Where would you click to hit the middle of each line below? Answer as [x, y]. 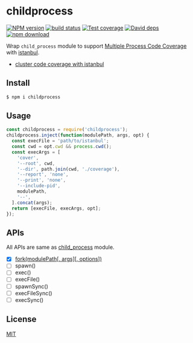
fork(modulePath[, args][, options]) [59, 259]
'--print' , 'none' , [42, 180]
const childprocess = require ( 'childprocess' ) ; [67, 130]
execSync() [29, 300]
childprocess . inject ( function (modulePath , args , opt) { [78, 135]
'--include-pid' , [39, 186]
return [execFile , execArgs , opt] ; [56, 208]
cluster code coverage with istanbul [59, 64]
